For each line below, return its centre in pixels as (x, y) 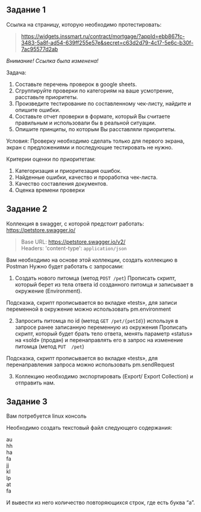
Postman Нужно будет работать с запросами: (65, 266)
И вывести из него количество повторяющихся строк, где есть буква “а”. (101, 503)
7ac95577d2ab (39, 49)
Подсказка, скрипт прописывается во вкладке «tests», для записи (92, 302)
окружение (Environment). (48, 291)
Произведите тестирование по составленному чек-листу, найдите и (103, 103)
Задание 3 (27, 402)
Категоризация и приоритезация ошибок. (68, 170)
